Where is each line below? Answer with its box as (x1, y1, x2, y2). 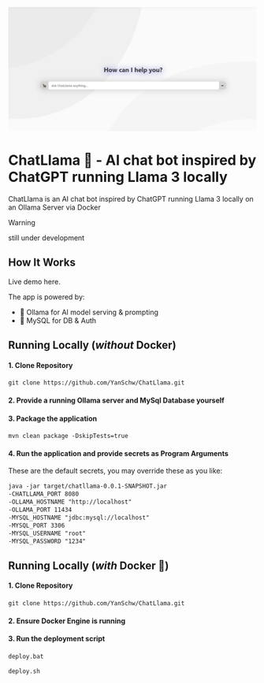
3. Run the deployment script (8, 634, 106, 644)
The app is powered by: (8, 291, 85, 302)
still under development (8, 232, 85, 243)
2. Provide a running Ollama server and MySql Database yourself (8, 395, 225, 405)
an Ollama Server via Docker (8, 202, 101, 212)
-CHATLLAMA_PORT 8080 (8, 490, 80, 499)
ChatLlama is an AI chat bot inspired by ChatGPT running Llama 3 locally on (8, 194, 254, 203)
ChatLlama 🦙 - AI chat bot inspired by (8, 151, 257, 169)
